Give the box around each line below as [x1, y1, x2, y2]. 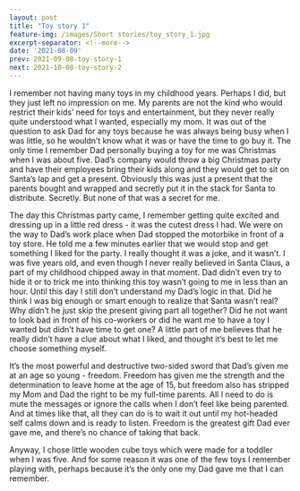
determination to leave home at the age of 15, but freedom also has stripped [9, 379, 289, 390]
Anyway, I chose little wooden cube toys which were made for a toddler [9, 444, 273, 455]
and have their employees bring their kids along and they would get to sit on [9, 163, 289, 175]
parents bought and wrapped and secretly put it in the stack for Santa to [9, 183, 276, 194]
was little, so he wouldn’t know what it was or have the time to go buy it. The [9, 135, 291, 146]
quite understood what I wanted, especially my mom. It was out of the [9, 116, 267, 126]
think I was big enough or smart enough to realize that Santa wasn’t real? [9, 295, 279, 306]
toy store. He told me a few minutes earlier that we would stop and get [9, 238, 269, 249]
